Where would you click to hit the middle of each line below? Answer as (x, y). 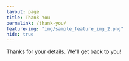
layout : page (23, 12)
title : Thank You (28, 18)
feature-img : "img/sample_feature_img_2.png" (65, 29)
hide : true (20, 34)
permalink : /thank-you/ (37, 23)
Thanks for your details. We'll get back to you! (64, 51)
